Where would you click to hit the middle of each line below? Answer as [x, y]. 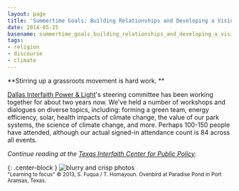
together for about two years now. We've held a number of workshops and [117, 102]
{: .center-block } [33, 167]
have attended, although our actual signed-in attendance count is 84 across [119, 132]
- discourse [25, 54]
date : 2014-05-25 [33, 27]
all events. [22, 140]
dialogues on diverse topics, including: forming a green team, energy [108, 109]
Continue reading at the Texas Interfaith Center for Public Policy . [102, 153]
